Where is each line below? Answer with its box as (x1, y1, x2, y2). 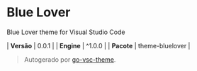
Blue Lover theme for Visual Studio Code (6, 28, 125, 36)
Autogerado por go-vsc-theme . (23, 55, 116, 64)
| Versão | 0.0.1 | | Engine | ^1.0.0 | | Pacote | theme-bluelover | (6, 41, 191, 50)
